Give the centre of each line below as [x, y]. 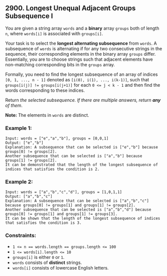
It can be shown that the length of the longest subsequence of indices [83, 219]
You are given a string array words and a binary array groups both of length [82, 28]
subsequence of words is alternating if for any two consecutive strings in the [84, 48]
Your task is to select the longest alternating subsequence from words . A [81, 43]
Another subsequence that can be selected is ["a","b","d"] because [78, 210]
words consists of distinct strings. [47, 262]
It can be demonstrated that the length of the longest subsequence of [81, 165]
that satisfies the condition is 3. [43, 223]
